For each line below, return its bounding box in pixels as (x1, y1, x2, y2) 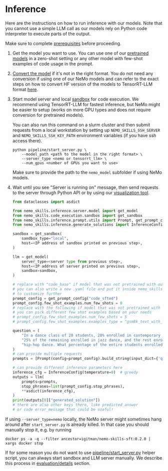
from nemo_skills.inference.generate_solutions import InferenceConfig (12, 222, 165, 227)
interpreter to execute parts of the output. (5, 31, 91, 37)
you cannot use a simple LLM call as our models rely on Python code (5, 25, 147, 31)
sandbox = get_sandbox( (12, 231, 62, 236)
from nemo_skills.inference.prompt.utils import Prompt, (12, 218, 134, 223)
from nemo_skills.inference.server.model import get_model (12, 208, 138, 213)
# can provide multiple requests (12, 351, 82, 356)
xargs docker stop (5, 440, 43, 446)
